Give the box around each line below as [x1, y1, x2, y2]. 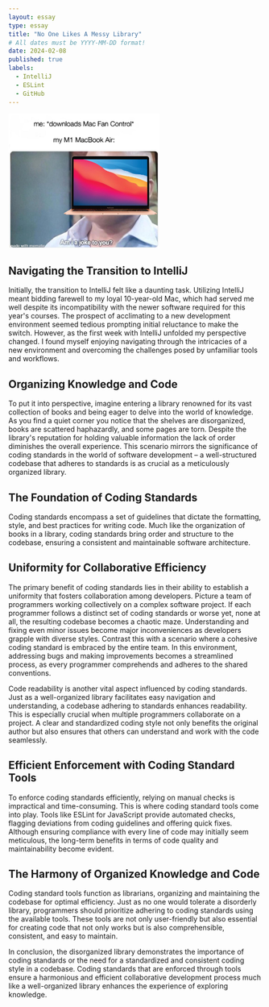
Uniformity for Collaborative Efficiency [8, 561, 207, 575]
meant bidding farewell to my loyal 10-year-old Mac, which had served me [8, 294, 255, 304]
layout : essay [8, 13, 56, 21]
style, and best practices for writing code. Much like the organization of [8, 521, 246, 530]
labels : [8, 64, 35, 73]
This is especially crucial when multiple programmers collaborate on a [8, 709, 241, 719]
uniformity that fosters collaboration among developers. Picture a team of [8, 591, 252, 601]
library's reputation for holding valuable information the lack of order [8, 433, 236, 443]
